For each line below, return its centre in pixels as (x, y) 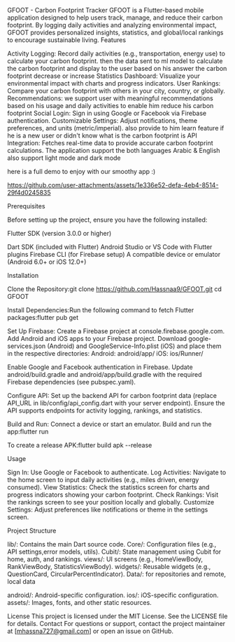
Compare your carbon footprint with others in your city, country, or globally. (116, 91)
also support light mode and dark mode (64, 158)
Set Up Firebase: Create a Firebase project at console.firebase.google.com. (116, 331)
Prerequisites (26, 206)
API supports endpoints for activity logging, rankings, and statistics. (105, 410)
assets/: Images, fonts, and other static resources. (79, 602)
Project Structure (32, 530)
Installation (23, 275)
